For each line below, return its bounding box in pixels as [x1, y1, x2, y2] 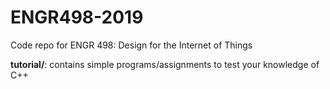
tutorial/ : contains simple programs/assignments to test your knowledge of [10, 58, 320, 70]
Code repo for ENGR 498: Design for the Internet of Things [10, 39, 253, 51]
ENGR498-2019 [10, 6, 144, 29]
